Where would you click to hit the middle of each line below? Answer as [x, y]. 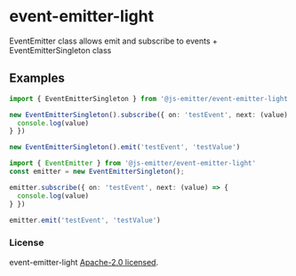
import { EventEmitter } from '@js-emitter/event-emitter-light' [132, 163]
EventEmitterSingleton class [60, 50]
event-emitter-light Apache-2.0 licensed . [84, 262]
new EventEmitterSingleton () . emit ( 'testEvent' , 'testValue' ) [125, 147]
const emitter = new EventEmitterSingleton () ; [97, 171]
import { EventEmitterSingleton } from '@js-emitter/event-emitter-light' [151, 99]
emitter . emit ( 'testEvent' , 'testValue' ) [85, 220]
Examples [37, 79]
